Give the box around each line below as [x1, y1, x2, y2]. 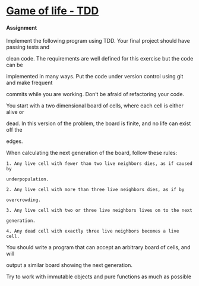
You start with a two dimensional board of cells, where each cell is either [6, 102, 184, 109]
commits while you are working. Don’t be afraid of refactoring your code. [6, 91, 185, 98]
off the [6, 126, 23, 134]
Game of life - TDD [6, 4, 99, 18]
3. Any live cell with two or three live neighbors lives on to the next [6, 208, 193, 214]
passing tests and [6, 43, 50, 51]
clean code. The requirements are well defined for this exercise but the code [6, 55, 194, 62]
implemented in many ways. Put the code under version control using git [6, 73, 184, 80]
